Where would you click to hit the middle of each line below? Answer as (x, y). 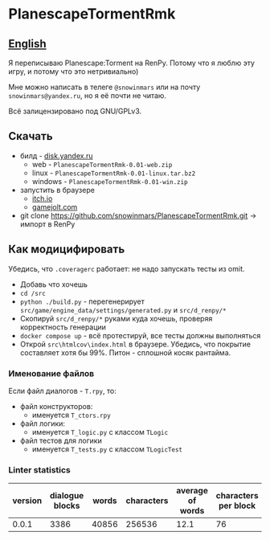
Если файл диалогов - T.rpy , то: (62, 391)
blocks (67, 505)
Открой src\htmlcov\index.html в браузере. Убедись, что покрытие (135, 344)
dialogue (67, 496)
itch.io (42, 198)
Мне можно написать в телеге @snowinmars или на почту (104, 87)
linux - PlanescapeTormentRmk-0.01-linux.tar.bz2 (114, 173)
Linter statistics (39, 469)
